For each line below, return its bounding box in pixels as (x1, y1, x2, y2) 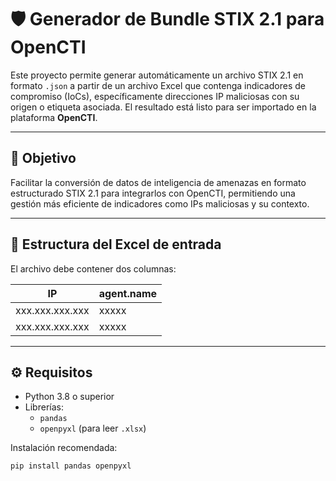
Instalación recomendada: (10, 442, 118, 454)
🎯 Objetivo (10, 150, 77, 167)
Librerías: (24, 401, 64, 413)
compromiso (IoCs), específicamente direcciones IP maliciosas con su (10, 90, 300, 102)
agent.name (98, 286, 158, 300)
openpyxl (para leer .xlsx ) (39, 422, 147, 435)
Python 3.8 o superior (24, 391, 115, 403)
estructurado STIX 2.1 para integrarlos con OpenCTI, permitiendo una (10, 187, 296, 199)
